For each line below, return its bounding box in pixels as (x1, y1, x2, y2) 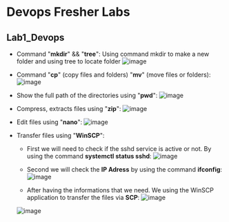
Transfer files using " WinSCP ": (16, 132, 105, 139)
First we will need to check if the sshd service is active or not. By (26, 145, 212, 152)
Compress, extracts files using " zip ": (16, 105, 121, 112)
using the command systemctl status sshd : (26, 152, 152, 160)
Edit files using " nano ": (16, 118, 83, 126)
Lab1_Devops (6, 32, 65, 43)
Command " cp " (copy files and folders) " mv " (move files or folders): (16, 70, 211, 79)
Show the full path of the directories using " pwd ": (16, 91, 158, 99)
